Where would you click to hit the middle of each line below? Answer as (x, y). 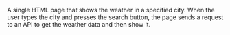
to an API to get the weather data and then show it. (79, 24)
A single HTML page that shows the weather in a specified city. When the (111, 10)
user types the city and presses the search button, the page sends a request (115, 17)
